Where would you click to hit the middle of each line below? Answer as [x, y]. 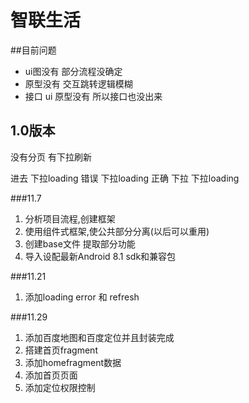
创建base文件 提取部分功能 [80, 243]
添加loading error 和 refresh [82, 297]
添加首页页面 [51, 375]
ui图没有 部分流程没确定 [73, 71]
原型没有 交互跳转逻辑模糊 [78, 83]
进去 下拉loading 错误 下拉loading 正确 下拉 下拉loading [125, 178]
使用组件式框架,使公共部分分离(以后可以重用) [117, 231]
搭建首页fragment [61, 350]
